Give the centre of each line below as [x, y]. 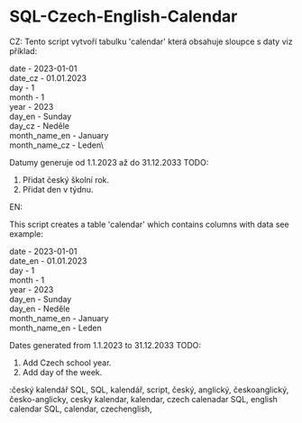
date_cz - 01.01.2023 [48, 77]
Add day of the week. [62, 372]
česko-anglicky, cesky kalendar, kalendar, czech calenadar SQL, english [143, 399]
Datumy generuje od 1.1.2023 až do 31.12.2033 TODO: [109, 162]
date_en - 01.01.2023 [48, 261]
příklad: [23, 50]
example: [26, 234]
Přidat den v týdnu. [58, 189]
